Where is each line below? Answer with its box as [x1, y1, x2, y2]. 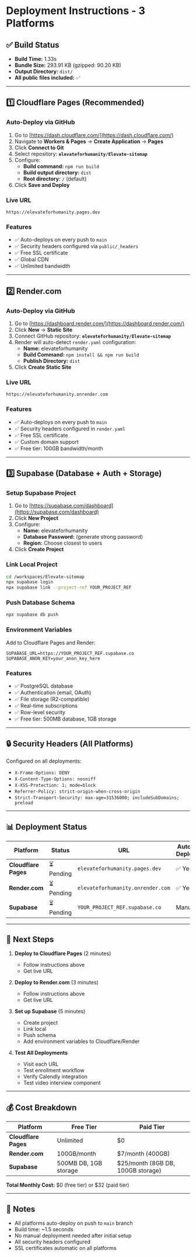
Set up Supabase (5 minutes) [14, 1008, 86, 1015]
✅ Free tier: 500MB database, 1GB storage [14, 715, 117, 722]
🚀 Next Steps [6, 934, 54, 945]
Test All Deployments [14, 1049, 68, 1056]
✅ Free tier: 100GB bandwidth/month [14, 444, 103, 452]
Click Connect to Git [14, 144, 64, 151]
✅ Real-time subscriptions [14, 702, 78, 709]
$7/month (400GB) [117, 1150, 170, 1158]
